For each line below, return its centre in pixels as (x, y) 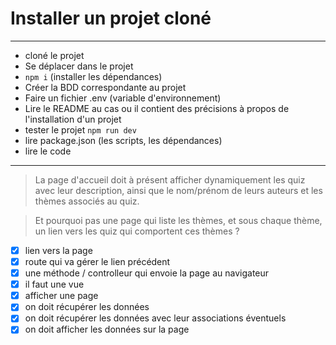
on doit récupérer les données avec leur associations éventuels (155, 318)
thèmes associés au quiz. (87, 201)
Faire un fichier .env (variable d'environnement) (123, 98)
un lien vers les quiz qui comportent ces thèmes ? (137, 231)
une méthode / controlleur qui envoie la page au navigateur (147, 273)
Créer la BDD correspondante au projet (105, 87)
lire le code (48, 151)
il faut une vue (54, 284)
